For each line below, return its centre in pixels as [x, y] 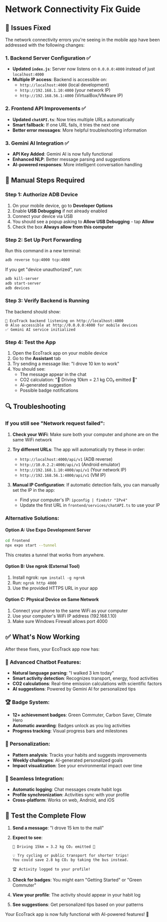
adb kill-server [22, 278]
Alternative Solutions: [32, 518]
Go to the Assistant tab [37, 358]
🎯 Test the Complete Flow [46, 816]
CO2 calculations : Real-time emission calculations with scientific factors [87, 684]
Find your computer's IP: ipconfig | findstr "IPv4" [74, 500]
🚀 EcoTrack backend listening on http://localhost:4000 [64, 321]
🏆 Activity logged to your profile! [51, 869]
